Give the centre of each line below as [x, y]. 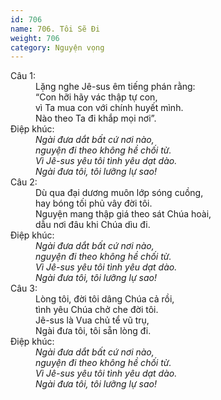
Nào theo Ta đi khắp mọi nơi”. [96, 118]
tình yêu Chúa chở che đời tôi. [97, 310]
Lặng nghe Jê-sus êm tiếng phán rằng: [115, 87]
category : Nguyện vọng [57, 47]
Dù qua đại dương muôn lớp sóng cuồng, [119, 193]
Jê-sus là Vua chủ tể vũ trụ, [92, 320]
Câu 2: [24, 182]
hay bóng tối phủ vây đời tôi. [94, 203]
